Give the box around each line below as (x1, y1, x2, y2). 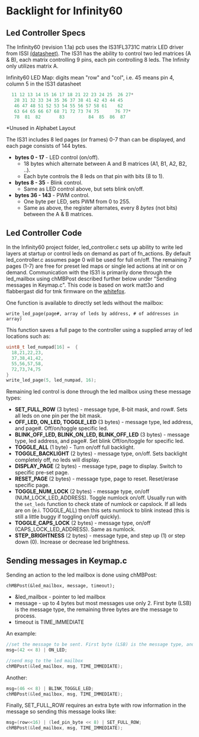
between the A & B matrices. (23, 211, 94, 218)
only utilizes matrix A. (6, 62, 59, 69)
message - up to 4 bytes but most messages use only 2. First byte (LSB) (14, 600, 192, 607)
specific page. (14, 482, 50, 489)
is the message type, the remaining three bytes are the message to (14, 606, 178, 613)
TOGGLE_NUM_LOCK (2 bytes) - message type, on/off (14, 488, 150, 495)
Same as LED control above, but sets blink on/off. (23, 185, 144, 192)
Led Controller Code (6, 227, 82, 238)
